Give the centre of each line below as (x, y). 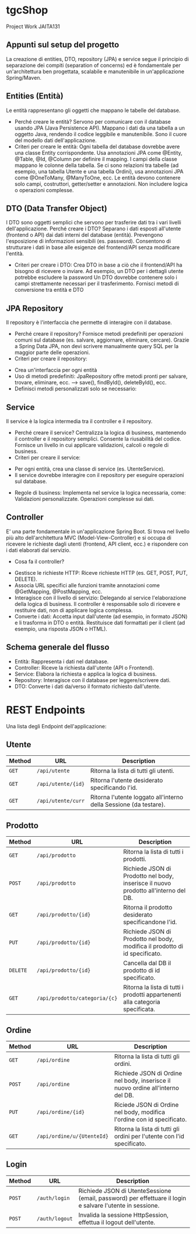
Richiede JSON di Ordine (148, 1073)
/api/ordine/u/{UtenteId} (73, 1136)
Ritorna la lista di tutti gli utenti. (132, 771)
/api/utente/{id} (61, 784)
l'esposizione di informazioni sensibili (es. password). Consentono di (88, 241)
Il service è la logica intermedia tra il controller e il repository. (79, 421)
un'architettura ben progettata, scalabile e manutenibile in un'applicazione (95, 71)
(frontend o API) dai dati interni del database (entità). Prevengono (85, 235)
